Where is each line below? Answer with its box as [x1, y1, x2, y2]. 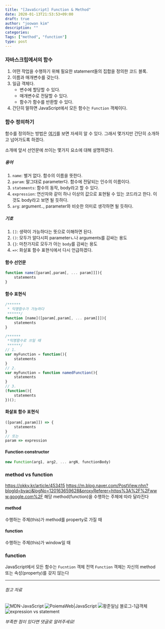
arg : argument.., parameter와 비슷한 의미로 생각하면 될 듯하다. [12, 203, 134, 209]
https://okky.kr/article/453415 [5, 482, 65, 488]
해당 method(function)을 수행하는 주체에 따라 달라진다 [44, 494, 149, 499]
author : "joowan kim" [5, 21, 50, 26]
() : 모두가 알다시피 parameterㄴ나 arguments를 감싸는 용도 [12, 235, 128, 241]
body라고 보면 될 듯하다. [21, 197, 69, 203]
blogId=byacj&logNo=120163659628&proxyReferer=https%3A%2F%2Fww [5, 488, 157, 494]
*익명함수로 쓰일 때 [7, 338, 41, 343]
